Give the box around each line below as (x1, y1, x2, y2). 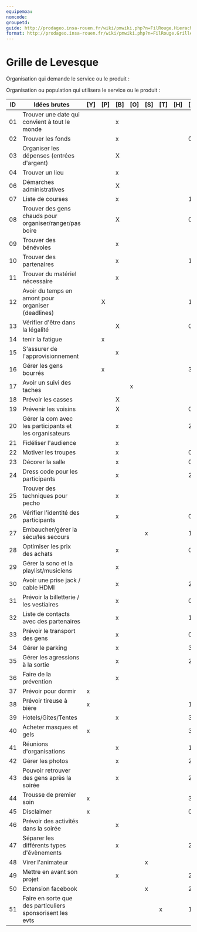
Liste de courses (22, 195, 69, 203)
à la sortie (22, 661, 50, 669)
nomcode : (6, 14, 28, 20)
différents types (22, 842, 66, 850)
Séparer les (22, 834, 55, 842)
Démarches (22, 178, 55, 186)
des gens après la (22, 774, 72, 782)
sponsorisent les (22, 909, 69, 917)
